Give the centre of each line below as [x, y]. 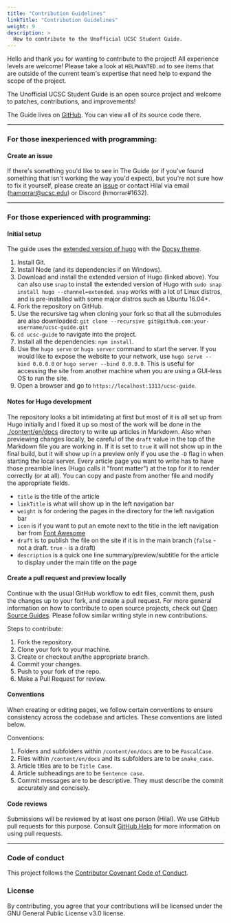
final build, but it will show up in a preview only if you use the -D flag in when [115, 453]
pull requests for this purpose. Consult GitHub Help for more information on [114, 826]
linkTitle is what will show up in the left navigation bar [95, 504]
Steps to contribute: [35, 628]
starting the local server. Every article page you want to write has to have [111, 461]
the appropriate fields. [38, 483]
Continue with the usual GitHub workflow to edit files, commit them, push [111, 593]
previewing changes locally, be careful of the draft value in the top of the [111, 439]
